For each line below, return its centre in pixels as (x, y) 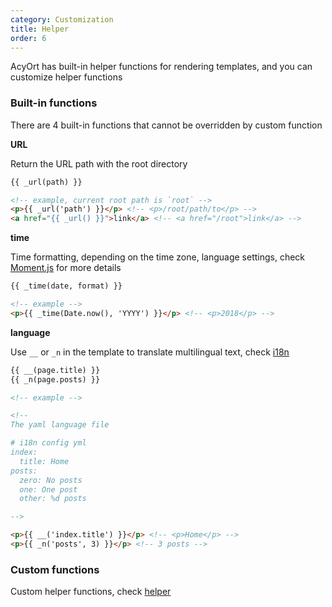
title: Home (44, 461)
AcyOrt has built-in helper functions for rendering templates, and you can (161, 67)
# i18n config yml (48, 443)
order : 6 (28, 38)
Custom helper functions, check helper (91, 592)
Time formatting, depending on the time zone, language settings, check (158, 257)
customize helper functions (66, 77)
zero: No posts (51, 480)
